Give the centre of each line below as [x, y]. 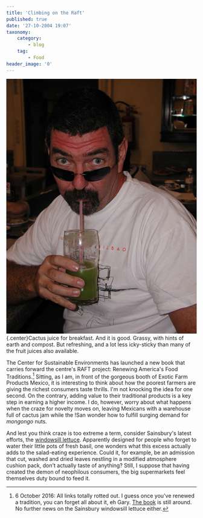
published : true [27, 19]
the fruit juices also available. [43, 351]
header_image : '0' [29, 64]
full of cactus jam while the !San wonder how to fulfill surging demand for [98, 415]
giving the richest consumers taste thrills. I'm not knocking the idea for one [100, 389]
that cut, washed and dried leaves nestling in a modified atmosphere [92, 459]
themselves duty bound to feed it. [48, 479]
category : [30, 39]
